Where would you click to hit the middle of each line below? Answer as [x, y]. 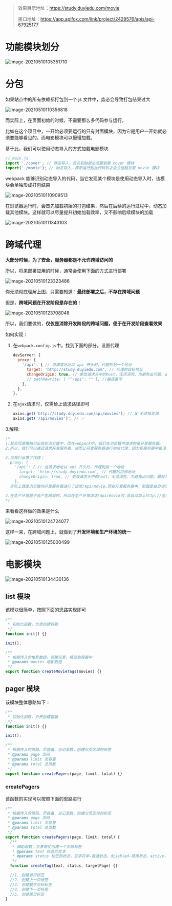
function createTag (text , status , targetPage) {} [64, 866]
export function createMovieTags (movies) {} [53, 672]
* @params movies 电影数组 [35, 662]
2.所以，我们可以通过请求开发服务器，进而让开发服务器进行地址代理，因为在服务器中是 [84, 448]
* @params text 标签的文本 [39, 851]
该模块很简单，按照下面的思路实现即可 [46, 610]
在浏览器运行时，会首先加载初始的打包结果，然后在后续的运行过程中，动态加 [86, 206]
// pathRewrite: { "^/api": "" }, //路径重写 [74, 379]
